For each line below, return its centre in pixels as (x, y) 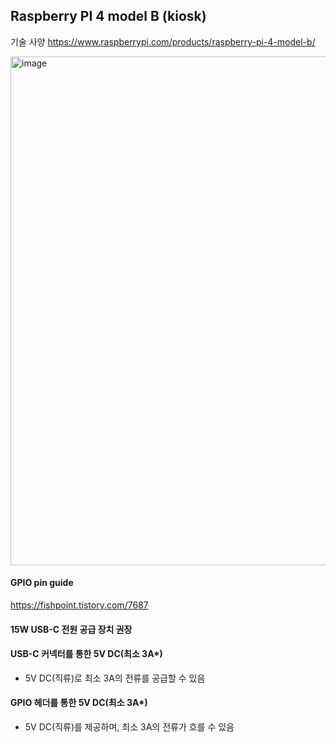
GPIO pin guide (42, 583)
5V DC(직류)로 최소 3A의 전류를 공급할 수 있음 (115, 678)
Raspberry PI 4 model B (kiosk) (108, 16)
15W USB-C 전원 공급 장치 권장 (71, 629)
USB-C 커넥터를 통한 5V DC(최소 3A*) (86, 654)
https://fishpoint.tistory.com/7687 (79, 605)
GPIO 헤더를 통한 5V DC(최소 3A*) (79, 703)
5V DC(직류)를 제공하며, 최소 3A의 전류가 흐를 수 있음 (129, 727)
